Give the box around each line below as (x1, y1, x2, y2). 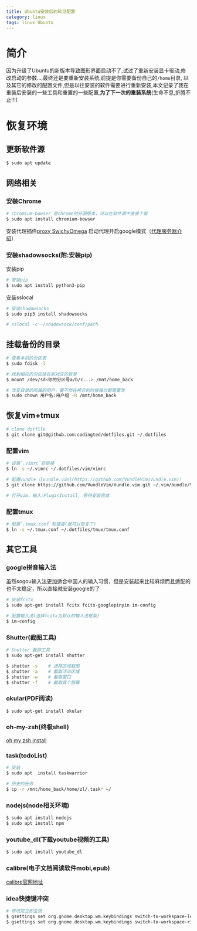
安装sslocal (6, 294, 33, 301)
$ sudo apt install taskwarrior (6, 770, 88, 776)
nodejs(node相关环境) (6, 801, 70, 810)
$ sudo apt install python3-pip (6, 282, 85, 288)
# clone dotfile (6, 426, 46, 432)
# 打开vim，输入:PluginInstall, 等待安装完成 (6, 492, 110, 499)
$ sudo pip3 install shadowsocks (6, 311, 88, 317)
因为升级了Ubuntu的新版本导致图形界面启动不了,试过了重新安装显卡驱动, (6, 67, 181, 74)
